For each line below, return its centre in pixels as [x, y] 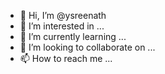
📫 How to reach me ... [66, 58]
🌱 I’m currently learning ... [73, 36]
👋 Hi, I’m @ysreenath [63, 15]
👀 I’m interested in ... [62, 26]
